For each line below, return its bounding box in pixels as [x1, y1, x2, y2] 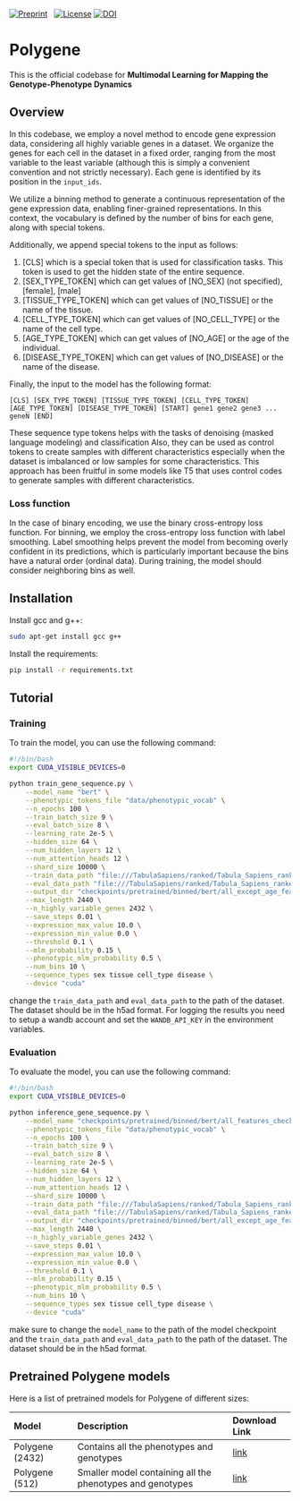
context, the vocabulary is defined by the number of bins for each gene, [9, 212, 274, 223]
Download [232, 1414, 277, 1427]
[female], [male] [21, 285, 82, 295]
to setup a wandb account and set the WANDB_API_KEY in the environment [9, 1014, 274, 1025]
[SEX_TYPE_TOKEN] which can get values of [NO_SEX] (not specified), [21, 276, 283, 286]
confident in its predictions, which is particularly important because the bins [9, 546, 289, 557]
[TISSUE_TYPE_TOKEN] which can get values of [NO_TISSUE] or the [21, 294, 274, 305]
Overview [9, 105, 65, 120]
